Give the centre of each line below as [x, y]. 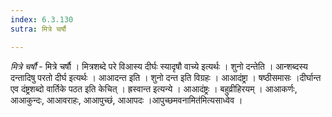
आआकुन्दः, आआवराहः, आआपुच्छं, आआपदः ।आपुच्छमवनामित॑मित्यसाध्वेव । [126, 100]
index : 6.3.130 [42, 19]
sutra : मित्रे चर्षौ [38, 29]
